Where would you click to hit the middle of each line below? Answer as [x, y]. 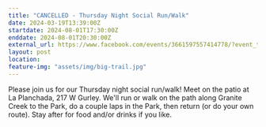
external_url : [32, 45]
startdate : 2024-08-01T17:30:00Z [63, 30]
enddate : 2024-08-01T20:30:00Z [60, 37]
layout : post [30, 52]
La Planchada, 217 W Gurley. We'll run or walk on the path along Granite [125, 97]
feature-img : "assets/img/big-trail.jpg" [78, 67]
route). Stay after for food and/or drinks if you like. [90, 114]
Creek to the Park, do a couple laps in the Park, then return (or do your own [131, 106]
